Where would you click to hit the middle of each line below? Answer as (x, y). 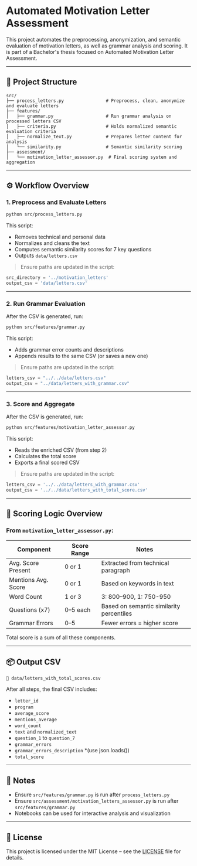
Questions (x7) (30, 609)
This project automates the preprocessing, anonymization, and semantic (93, 39)
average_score (32, 714)
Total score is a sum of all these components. (61, 637)
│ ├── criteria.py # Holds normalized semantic (91, 126)
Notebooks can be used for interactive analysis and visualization (93, 813)
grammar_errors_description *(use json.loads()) (72, 751)
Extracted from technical (135, 562)
